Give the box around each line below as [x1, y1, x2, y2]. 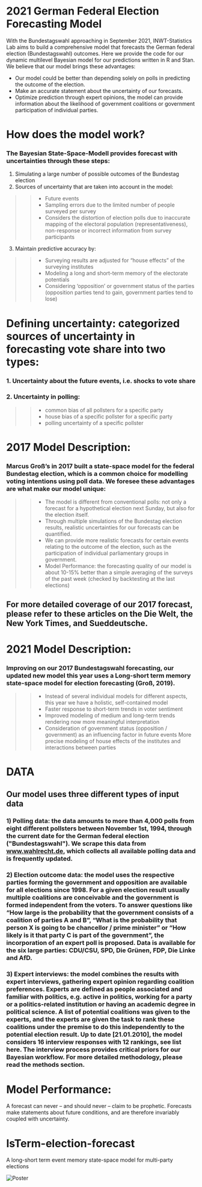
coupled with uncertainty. [6, 1115, 70, 1122]
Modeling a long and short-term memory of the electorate [44, 270, 188, 277]
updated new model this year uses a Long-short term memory [6, 671, 191, 680]
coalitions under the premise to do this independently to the [6, 1022, 185, 1031]
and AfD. [6, 953, 33, 962]
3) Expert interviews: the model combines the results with [6, 970, 179, 978]
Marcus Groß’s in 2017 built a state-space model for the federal [6, 462, 194, 470]
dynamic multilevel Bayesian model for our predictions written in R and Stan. [6, 56, 195, 63]
